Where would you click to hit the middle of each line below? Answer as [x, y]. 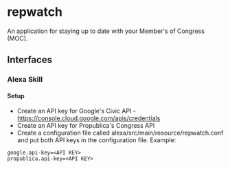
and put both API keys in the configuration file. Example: [96, 140]
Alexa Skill [25, 80]
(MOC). [18, 38]
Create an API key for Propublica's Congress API [86, 126]
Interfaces [30, 60]
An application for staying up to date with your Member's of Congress [106, 31]
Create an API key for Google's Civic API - [76, 111]
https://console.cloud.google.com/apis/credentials [89, 118]
